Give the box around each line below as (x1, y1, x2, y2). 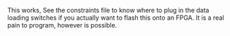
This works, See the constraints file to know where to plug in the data (7, 6, 209, 14)
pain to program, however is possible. (7, 21, 117, 29)
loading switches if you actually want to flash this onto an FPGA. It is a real (7, 13, 224, 22)
